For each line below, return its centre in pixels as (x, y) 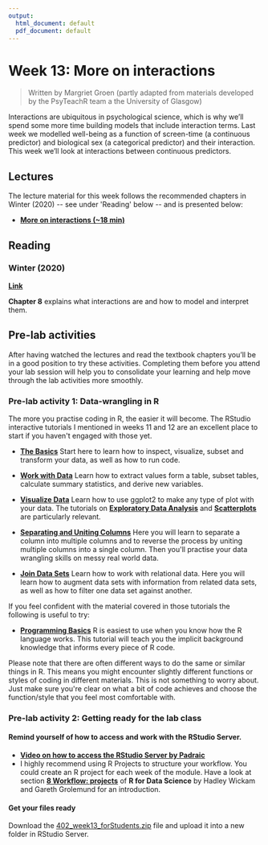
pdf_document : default (53, 31)
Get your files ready (42, 808)
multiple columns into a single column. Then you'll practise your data (134, 549)
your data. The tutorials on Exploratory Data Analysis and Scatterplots (138, 508)
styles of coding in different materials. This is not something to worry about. (134, 680)
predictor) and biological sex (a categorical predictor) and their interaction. (132, 142)
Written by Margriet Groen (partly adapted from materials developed (141, 93)
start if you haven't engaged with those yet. (80, 435)
